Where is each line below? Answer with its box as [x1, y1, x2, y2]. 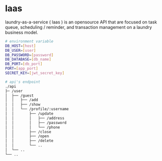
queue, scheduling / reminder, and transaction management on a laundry [5, 24, 152, 30]
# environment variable [5, 39, 54, 44]
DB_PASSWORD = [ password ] [5, 52, 54, 58]
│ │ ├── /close [5, 129, 51, 134]
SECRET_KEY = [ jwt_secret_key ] [5, 71, 65, 76]
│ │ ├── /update [5, 111, 54, 116]
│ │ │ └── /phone [5, 125, 60, 130]
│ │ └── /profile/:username [5, 107, 69, 112]
